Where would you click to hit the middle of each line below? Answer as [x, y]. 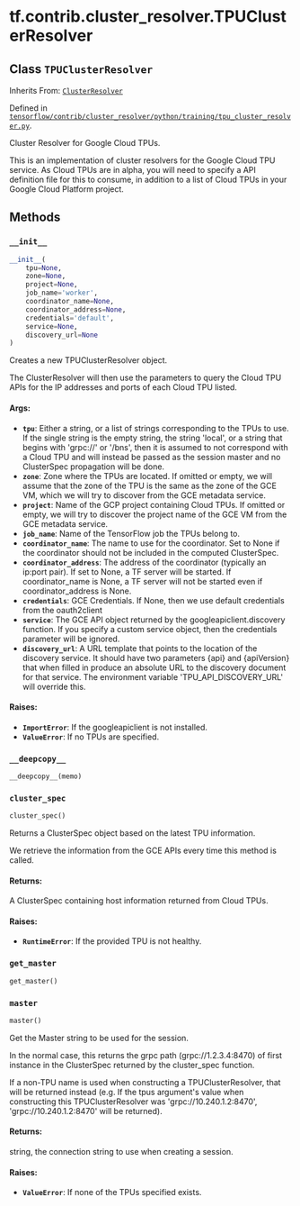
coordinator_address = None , [76, 309]
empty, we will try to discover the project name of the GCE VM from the [154, 514]
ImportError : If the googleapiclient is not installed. [115, 727]
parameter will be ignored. [71, 639]
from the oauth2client [62, 610]
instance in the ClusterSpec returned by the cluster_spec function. [132, 1065]
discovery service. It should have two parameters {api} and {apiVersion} [156, 657]
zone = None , [46, 277]
